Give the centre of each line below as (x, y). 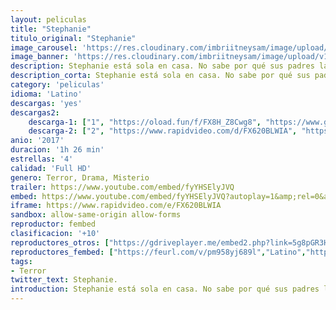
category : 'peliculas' (57, 85)
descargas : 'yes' (46, 103)
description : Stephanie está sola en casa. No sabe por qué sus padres (162, 66)
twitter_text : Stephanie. (64, 280)
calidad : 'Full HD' (51, 168)
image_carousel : (44, 47)
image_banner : (40, 57)
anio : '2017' (37, 141)
